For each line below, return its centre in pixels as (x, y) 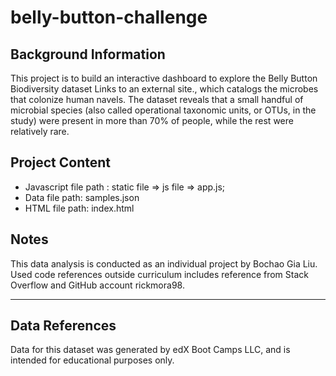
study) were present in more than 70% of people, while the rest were (152, 120)
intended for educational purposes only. (92, 360)
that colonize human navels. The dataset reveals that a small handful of (157, 99)
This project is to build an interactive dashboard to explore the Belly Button (164, 78)
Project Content (60, 162)
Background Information (88, 54)
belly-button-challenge (109, 17)
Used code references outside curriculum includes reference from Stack (159, 274)
